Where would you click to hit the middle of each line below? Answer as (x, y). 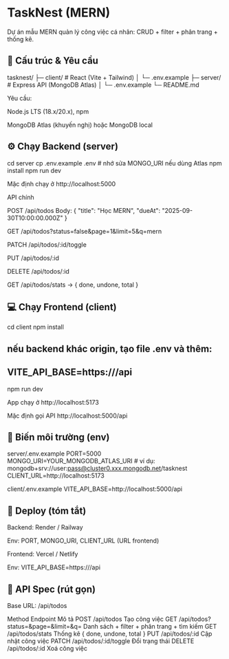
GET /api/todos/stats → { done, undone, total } (73, 285)
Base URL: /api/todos (37, 606)
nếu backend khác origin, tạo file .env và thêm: (110, 348)
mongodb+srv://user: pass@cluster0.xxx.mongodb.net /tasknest (97, 468)
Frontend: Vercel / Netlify (43, 554)
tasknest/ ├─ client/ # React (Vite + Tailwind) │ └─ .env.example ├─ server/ (114, 77)
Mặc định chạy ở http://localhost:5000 (62, 183)
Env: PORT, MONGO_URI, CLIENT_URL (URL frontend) (83, 541)
